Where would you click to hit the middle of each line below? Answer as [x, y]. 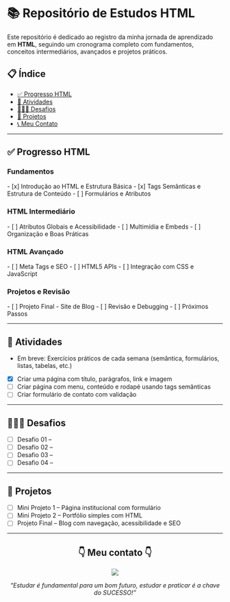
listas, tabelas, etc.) [44, 366]
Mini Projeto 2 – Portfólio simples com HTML [79, 516]
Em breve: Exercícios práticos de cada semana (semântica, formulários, [118, 358]
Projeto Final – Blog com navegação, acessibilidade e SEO [99, 523]
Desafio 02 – [35, 448]
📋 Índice [26, 74]
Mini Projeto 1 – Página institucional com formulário [89, 508]
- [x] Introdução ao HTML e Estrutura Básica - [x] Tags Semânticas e [104, 187]
